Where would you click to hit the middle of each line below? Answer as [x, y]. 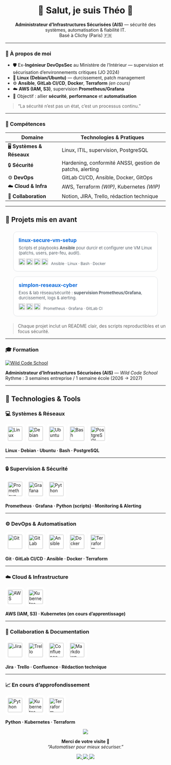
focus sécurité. [33, 332]
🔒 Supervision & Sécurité [36, 469]
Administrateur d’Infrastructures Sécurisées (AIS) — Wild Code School [81, 373]
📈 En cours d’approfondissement [48, 685]
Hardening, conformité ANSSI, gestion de [111, 162]
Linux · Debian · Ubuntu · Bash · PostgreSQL [52, 451]
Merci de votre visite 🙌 [85, 741]
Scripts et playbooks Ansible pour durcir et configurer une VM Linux [85, 248]
